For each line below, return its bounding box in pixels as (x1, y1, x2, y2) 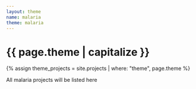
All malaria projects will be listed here (6, 77, 97, 84)
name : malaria (6, 14, 42, 20)
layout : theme (6, 8, 42, 15)
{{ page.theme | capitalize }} (6, 45, 150, 59)
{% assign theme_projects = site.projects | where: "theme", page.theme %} (6, 65, 191, 72)
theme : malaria (6, 20, 44, 26)
